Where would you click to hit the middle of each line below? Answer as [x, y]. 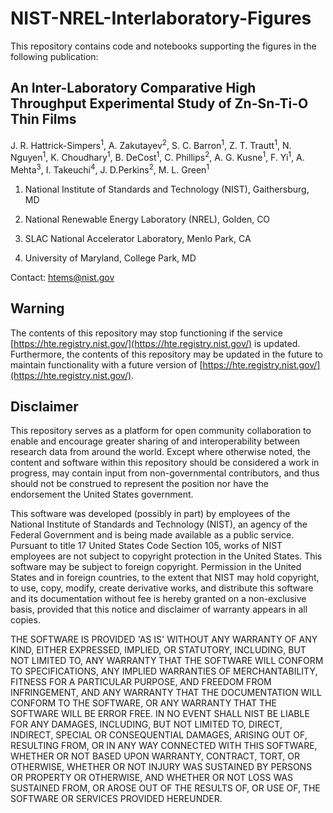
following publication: [54, 56]
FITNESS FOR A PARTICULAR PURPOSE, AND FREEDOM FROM [141, 682]
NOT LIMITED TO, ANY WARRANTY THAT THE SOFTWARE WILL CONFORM [167, 661]
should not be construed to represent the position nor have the [139, 484]
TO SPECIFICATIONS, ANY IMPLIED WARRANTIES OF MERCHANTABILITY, [164, 671]
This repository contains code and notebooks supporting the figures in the [163, 46]
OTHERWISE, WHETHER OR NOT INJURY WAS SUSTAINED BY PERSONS [161, 767]
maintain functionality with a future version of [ [106, 364]
